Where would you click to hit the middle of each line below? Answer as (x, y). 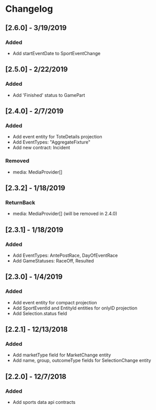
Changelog (29, 9)
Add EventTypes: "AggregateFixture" (51, 142)
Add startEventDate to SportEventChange (57, 53)
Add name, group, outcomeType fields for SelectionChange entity (82, 360)
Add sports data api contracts (44, 402)
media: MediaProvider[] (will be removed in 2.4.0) (65, 214)
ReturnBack (20, 202)
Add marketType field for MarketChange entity (62, 355)
